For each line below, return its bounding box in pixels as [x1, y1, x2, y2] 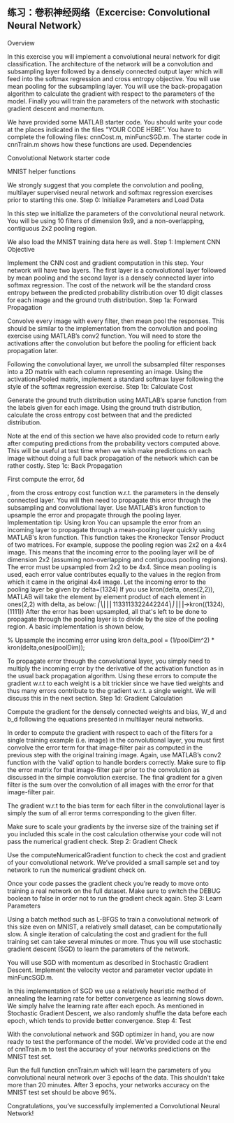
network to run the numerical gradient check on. [7, 866, 147, 874]
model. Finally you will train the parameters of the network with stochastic [7, 96, 220, 105]
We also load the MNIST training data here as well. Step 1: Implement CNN [7, 237, 221, 246]
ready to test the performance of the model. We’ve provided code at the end [7, 1037, 227, 1045]
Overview [7, 38, 35, 47]
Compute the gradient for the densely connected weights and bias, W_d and [7, 707, 227, 715]
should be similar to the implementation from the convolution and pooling [7, 324, 218, 332]
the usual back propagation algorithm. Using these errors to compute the [7, 671, 218, 680]
